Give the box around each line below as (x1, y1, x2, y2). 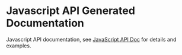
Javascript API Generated (6, 4, 135, 18)
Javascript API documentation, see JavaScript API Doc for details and (6, 36, 177, 43)
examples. (6, 42, 31, 49)
